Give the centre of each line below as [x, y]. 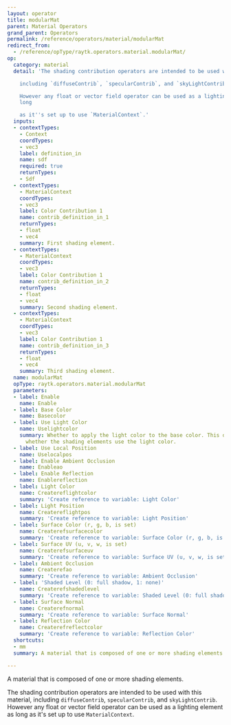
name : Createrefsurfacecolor [61, 531]
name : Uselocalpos [46, 455]
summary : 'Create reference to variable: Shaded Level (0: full [113, 595]
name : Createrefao [46, 570]
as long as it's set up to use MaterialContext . [71, 714]
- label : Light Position [49, 506]
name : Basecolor [43, 416]
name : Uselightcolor [49, 429]
